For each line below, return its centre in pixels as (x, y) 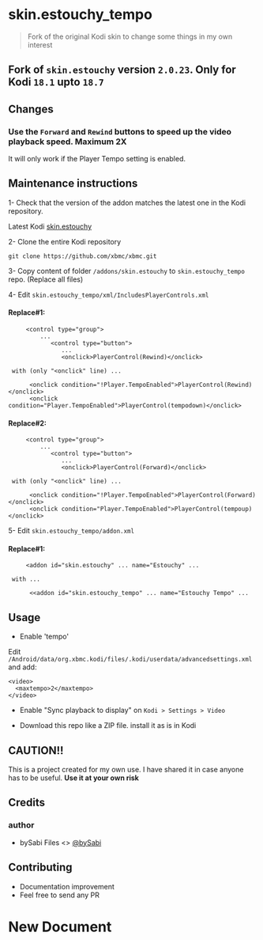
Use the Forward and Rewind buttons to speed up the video (120, 131)
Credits (27, 803)
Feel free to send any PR (60, 895)
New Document (60, 927)
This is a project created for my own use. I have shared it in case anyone (126, 770)
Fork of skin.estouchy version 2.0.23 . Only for (122, 70)
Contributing (40, 868)
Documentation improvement (67, 886)
